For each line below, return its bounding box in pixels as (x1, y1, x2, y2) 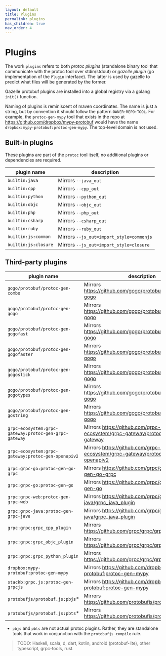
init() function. (5, 94, 38, 100)
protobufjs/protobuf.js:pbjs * (7, 595, 80, 602)
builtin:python (7, 194, 43, 199)
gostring (7, 412, 28, 418)
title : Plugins (5, 12, 37, 17)
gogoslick (7, 371, 31, 377)
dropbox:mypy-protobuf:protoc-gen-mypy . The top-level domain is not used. (5, 124, 158, 130)
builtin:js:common (7, 234, 51, 240)
